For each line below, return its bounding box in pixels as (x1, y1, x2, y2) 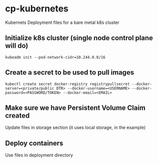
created (5, 111, 30, 120)
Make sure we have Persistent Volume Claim (5, 103, 146, 112)
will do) (5, 42, 28, 50)
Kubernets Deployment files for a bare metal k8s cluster (5, 19, 120, 25)
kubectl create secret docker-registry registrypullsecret (5, 81, 130, 86)
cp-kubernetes (5, 3, 69, 14)
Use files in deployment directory (5, 152, 74, 158)
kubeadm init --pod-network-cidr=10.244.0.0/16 (5, 55, 106, 60)
